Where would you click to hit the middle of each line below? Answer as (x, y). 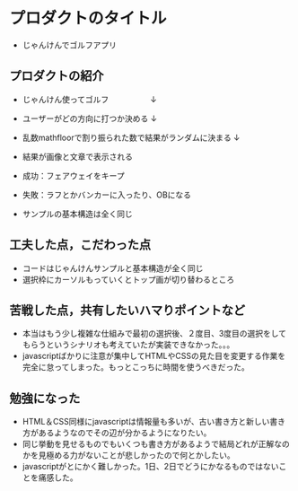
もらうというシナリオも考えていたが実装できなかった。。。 (128, 345)
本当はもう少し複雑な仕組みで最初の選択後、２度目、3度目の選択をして (154, 334)
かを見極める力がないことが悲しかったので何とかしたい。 (128, 455)
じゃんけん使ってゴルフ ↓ (89, 99)
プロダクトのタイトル (88, 18)
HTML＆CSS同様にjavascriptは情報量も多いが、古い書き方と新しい (146, 422)
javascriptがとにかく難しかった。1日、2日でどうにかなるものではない (151, 467)
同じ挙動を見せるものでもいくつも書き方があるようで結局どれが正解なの (156, 444)
